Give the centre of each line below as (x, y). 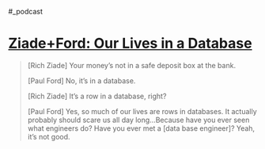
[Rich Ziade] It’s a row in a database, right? (97, 96)
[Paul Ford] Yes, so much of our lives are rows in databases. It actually (142, 111)
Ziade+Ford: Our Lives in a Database (130, 44)
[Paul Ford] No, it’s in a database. (81, 80)
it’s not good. (49, 136)
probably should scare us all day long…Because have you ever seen (138, 120)
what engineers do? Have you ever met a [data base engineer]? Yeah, (141, 128)
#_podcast (26, 11)
